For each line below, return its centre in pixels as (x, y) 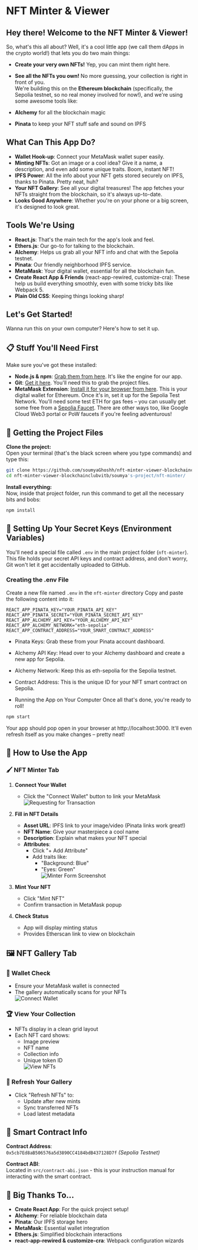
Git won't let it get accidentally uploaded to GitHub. (68, 565)
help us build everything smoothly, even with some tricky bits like (94, 283)
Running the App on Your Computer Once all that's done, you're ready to (103, 700)
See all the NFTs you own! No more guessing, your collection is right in (101, 76)
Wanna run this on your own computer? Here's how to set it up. (83, 329)
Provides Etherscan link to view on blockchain (79, 934)
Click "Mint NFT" (44, 898)
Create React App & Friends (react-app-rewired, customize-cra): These (102, 277)
